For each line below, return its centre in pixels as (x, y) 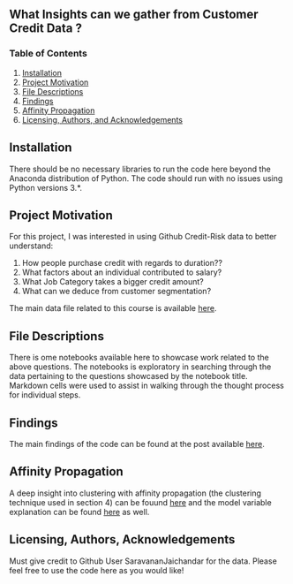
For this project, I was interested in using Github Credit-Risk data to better (143, 237)
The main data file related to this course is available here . (113, 308)
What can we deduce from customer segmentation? (116, 292)
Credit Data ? (45, 29)
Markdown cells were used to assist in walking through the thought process (146, 386)
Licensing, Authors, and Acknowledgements (102, 119)
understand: (31, 246)
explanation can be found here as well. (79, 512)
